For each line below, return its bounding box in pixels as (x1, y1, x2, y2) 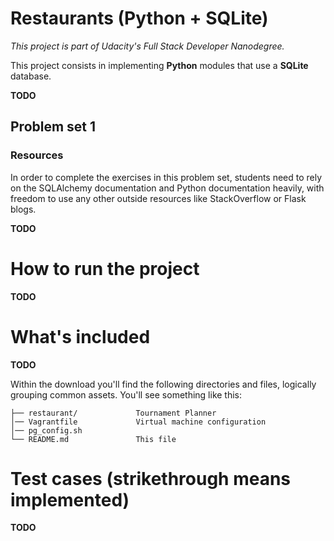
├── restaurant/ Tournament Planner (10, 408, 217, 418)
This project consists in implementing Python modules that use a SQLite (10, 59, 309, 71)
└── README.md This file (10, 434, 177, 444)
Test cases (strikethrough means (10, 467, 292, 490)
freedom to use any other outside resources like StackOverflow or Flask (10, 192, 307, 204)
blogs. (10, 203, 37, 215)
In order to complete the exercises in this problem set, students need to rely (10, 171, 323, 183)
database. (10, 70, 52, 82)
